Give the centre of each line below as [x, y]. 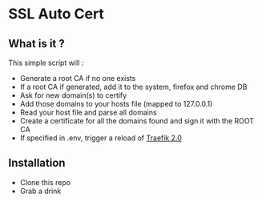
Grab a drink [40, 191]
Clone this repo [45, 182]
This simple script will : [46, 63]
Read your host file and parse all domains [89, 112]
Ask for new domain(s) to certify [73, 95]
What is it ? [37, 44]
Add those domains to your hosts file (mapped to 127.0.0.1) [116, 104]
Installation [37, 163]
